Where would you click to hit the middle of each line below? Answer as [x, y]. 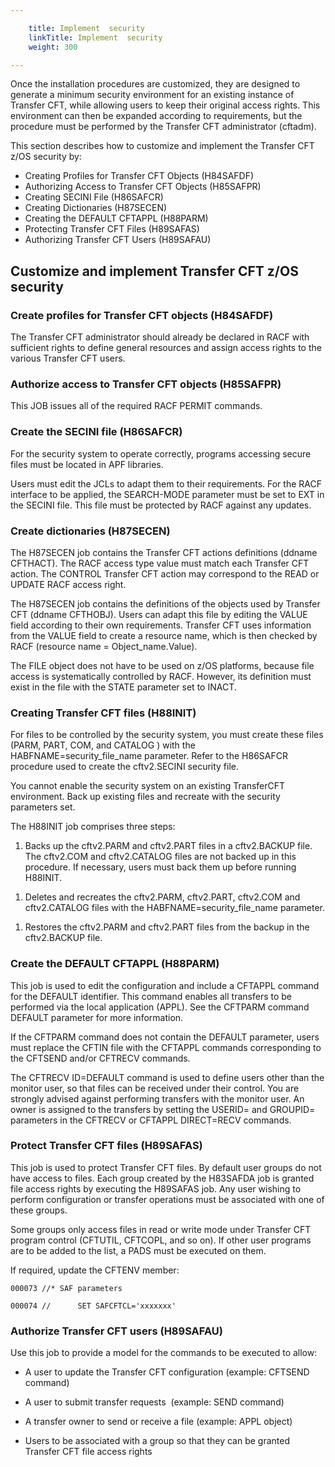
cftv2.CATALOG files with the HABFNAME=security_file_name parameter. [175, 908]
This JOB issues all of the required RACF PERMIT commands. [136, 406]
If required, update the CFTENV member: [95, 1270]
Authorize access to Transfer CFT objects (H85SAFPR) [146, 384]
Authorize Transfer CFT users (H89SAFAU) [116, 1331]
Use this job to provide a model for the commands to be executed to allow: [164, 1353]
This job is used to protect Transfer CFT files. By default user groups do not [166, 1167]
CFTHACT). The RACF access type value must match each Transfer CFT [160, 563]
